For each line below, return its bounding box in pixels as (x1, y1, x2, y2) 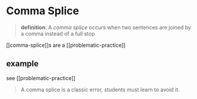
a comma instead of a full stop (20, 30, 95, 37)
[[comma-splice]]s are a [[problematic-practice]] (6, 41, 126, 49)
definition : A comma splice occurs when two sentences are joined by (20, 24, 192, 31)
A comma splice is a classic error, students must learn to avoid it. (20, 86, 180, 93)
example (6, 59, 39, 69)
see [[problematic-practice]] (6, 74, 76, 81)
